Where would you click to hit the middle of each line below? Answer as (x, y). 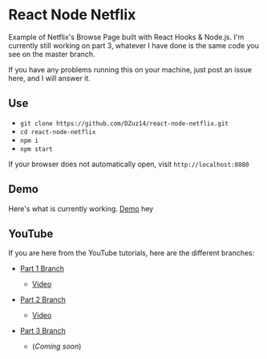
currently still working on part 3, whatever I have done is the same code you (133, 45)
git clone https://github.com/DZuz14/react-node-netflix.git (124, 123)
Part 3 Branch (43, 331)
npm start (36, 149)
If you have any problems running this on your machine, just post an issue (130, 69)
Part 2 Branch (42, 300)
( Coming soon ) (57, 346)
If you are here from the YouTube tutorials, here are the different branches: (131, 253)
